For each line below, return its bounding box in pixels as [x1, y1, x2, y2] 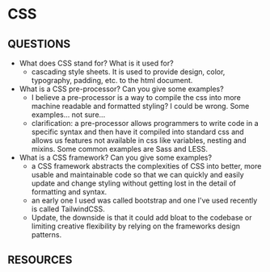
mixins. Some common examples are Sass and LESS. [31, 144, 208, 153]
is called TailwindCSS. [31, 204, 106, 214]
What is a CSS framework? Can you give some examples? [19, 153, 212, 162]
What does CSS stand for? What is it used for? [19, 58, 175, 68]
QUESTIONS [7, 37, 70, 51]
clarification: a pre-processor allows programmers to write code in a [31, 119, 259, 128]
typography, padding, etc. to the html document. [31, 76, 193, 85]
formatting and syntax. [31, 187, 108, 196]
